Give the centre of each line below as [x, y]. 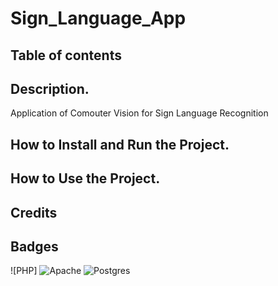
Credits [34, 212]
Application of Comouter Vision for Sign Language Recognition [139, 113]
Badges [34, 246]
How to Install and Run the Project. [120, 144]
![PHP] [24, 271]
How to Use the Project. [85, 178]
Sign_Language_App [98, 18]
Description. [50, 88]
